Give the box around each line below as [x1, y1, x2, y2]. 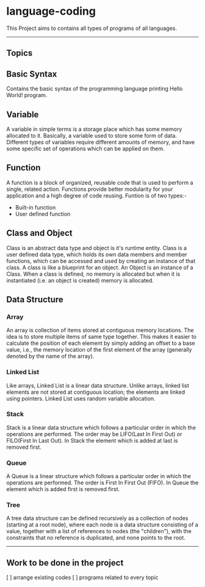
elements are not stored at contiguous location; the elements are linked [6, 388, 185, 396]
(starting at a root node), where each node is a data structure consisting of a [6, 521, 198, 528]
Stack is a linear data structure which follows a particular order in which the [6, 424, 196, 431]
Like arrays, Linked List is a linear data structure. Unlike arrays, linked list [6, 382, 189, 389]
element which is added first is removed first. [6, 485, 120, 493]
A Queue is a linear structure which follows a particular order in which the [6, 473, 191, 480]
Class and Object [6, 228, 73, 238]
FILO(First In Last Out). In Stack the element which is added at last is [6, 437, 178, 444]
